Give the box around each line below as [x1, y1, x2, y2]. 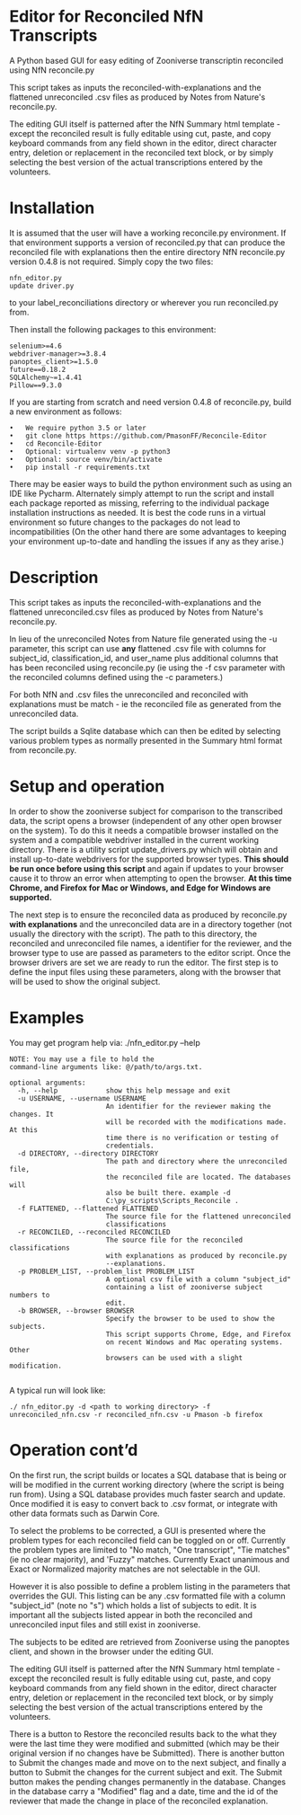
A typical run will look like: [9, 1385, 106, 1395]
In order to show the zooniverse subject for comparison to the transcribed [9, 806, 283, 817]
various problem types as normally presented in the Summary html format [9, 735, 283, 746]
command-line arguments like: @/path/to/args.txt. [9, 1062, 203, 1071]
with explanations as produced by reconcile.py [105, 1251, 288, 1260]
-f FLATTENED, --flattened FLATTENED [17, 1204, 159, 1213]
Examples [9, 1007, 84, 1028]
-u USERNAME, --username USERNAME [17, 1093, 146, 1102]
